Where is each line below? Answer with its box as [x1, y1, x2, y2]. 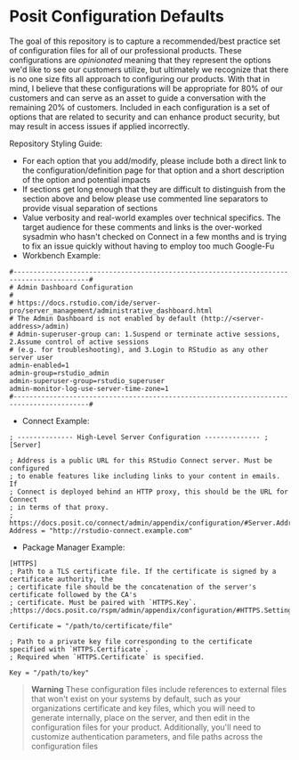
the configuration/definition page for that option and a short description [21, 165, 285, 176]
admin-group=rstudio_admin [9, 368, 109, 378]
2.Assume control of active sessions [9, 337, 149, 347]
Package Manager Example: [21, 542, 125, 552]
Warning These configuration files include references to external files [30, 683, 287, 694]
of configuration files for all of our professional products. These [9, 45, 242, 55]
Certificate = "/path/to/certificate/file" [9, 621, 174, 630]
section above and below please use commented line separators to [21, 193, 269, 204]
